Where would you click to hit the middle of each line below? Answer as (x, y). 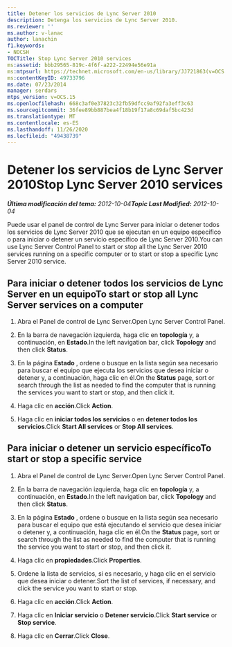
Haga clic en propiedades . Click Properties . (79, 560)
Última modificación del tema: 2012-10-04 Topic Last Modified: (99, 204)
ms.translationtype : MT (42, 116)
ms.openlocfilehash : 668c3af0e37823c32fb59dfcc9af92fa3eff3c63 (100, 104)
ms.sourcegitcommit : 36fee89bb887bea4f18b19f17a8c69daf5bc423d (100, 110)
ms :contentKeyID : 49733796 (46, 78)
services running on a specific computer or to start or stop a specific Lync (113, 254)
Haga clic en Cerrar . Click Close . (63, 636)
